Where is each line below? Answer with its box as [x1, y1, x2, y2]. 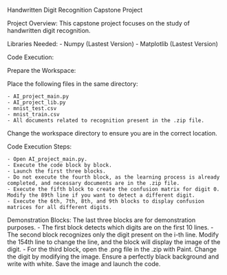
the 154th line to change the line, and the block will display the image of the [7, 238, 221, 246]
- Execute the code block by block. [7, 162, 112, 168]
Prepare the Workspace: [7, 67, 76, 74]
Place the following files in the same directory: [7, 80, 138, 88]
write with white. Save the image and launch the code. [7, 260, 161, 267]
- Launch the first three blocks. [7, 168, 107, 175]
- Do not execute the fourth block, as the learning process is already [7, 174, 220, 181]
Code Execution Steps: [7, 142, 72, 151]
